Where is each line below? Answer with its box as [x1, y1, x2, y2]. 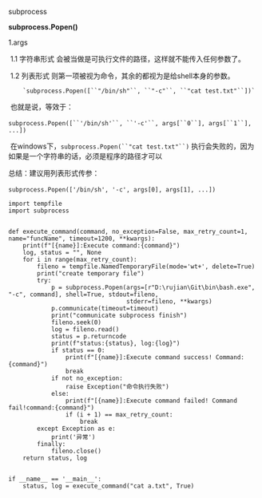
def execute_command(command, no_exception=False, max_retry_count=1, [8, 227, 248, 235]
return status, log [22, 454, 88, 462]
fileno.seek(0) [50, 318, 102, 326]
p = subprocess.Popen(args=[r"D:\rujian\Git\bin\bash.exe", [50, 283, 256, 291]
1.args [8, 38, 28, 47]
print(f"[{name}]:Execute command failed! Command [65, 397, 238, 405]
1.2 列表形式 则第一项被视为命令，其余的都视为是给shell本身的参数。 [10, 71, 235, 81]
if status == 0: [50, 346, 105, 354]
